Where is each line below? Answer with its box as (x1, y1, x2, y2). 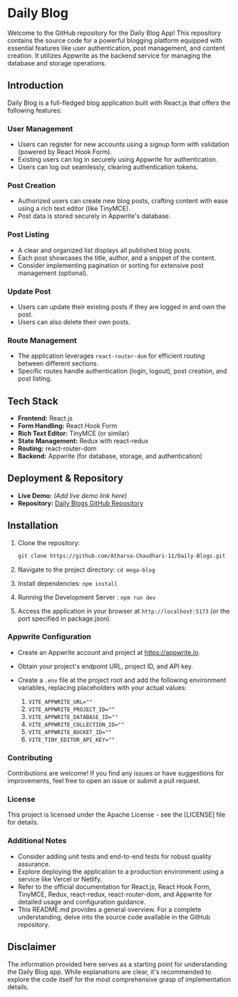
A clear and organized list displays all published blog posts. (17, 246, 192, 254)
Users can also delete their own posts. (17, 317, 131, 326)
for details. (7, 818, 39, 827)
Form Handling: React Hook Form (17, 422, 118, 430)
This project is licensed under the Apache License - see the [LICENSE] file (7, 810, 226, 819)
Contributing (7, 753, 53, 763)
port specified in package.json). (17, 614, 112, 623)
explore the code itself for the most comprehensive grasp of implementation (7, 975, 232, 983)
